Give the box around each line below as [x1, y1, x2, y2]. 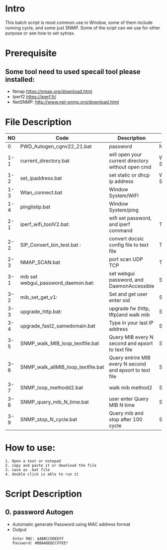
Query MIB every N [109, 334, 154, 341]
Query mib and [109, 409, 144, 416]
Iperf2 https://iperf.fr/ [12, 93, 57, 100]
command [109, 227, 133, 234]
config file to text [109, 241, 149, 248]
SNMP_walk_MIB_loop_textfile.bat [20, 340, 99, 347]
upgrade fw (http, [109, 305, 150, 312]
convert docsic [109, 235, 144, 242]
